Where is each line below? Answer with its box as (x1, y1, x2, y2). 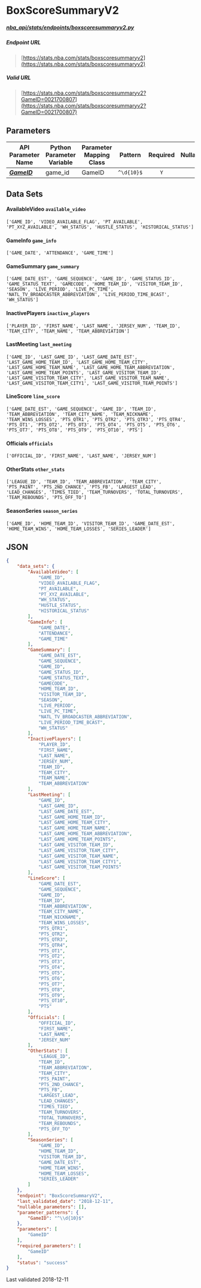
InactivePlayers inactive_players (6, 309, 90, 316)
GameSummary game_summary (6, 262, 80, 270)
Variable (48, 158, 73, 167)
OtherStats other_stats (6, 465, 65, 473)
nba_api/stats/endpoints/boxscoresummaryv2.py (6, 23, 135, 31)
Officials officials (6, 440, 53, 447)
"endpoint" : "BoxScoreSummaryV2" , (17, 1193, 103, 1199)
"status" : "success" (17, 1259, 68, 1266)
